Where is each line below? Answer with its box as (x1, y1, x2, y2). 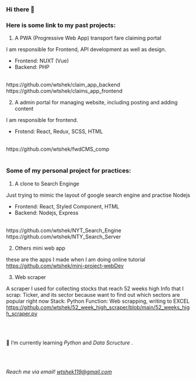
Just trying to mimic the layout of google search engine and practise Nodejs (6, 191, 190, 198)
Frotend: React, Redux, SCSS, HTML (14, 128, 103, 135)
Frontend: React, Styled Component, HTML (14, 203, 119, 210)
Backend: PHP (14, 64, 50, 71)
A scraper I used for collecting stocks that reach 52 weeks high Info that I (6, 285, 184, 292)
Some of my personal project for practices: (6, 167, 131, 175)
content (14, 105, 34, 112)
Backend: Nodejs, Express (14, 209, 79, 216)
